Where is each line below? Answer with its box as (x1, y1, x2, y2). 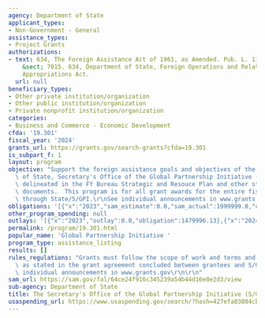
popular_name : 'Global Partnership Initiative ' (8, 232, 171, 240)
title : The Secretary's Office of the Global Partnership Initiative (8, 290, 242, 298)
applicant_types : (8, 19, 65, 27)
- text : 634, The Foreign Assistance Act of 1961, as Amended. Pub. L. (8, 56, 248, 64)
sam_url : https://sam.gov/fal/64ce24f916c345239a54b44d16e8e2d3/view (8, 275, 242, 284)
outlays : (8, 217, 37, 225)
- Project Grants (8, 41, 65, 49)
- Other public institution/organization (8, 99, 147, 107)
